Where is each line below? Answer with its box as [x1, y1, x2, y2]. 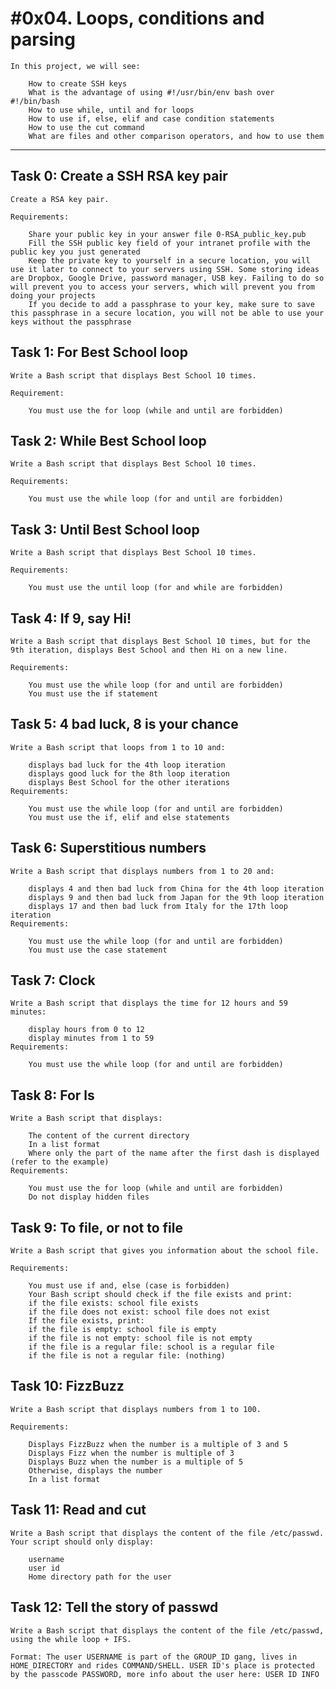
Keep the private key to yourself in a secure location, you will [28, 255, 311, 266]
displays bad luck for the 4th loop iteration [28, 760, 226, 770]
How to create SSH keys [28, 78, 128, 89]
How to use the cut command [28, 122, 145, 132]
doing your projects [10, 290, 97, 301]
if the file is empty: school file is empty [28, 1325, 217, 1335]
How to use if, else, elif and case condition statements [28, 113, 275, 124]
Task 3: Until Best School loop [10, 521, 200, 538]
